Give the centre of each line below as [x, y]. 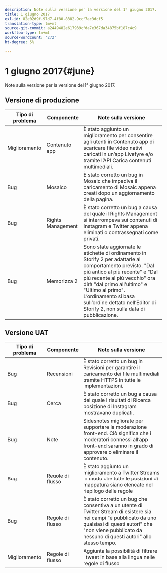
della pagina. [99, 199]
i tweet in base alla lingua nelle [119, 557]
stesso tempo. [100, 543]
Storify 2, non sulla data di [114, 309]
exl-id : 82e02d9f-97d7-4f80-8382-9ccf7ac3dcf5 [54, 19]
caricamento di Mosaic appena [120, 187]
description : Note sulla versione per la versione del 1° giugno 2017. [81, 10]
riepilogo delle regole [108, 491]
